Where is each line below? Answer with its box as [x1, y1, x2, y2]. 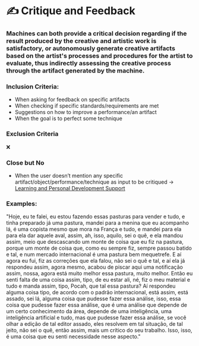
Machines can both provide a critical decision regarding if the [6, 30, 187, 38]
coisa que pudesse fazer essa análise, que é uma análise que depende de [6, 301, 187, 309]
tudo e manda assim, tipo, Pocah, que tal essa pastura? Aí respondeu [6, 282, 176, 290]
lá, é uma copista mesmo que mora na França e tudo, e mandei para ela [6, 226, 182, 233]
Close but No [6, 158, 45, 166]
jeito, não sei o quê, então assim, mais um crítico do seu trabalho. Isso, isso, [6, 327, 192, 334]
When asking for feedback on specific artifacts [14, 96, 130, 103]
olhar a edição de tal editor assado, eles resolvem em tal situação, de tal [6, 320, 183, 328]
